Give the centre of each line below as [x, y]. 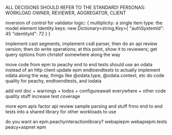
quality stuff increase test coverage [43, 96]
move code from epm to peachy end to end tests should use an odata [79, 64]
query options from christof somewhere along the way [63, 54]
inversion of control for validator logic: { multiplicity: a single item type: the [84, 23]
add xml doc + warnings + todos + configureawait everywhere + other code [85, 91]
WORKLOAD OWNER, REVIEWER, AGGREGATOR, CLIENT [66, 13]
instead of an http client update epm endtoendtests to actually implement [83, 70]
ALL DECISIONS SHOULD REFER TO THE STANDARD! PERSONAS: [75, 7]
